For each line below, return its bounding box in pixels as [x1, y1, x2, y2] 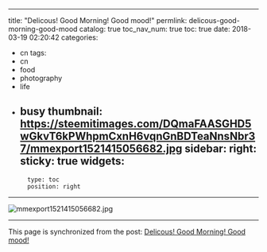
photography [19, 73, 63, 83]
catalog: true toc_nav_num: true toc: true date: [79, 25, 230, 33]
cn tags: [19, 48, 47, 57]
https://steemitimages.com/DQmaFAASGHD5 [19, 117, 252, 131]
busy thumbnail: [19, 105, 103, 118]
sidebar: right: [184, 142, 257, 156]
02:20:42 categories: [29, 33, 99, 42]
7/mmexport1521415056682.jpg [19, 142, 183, 156]
